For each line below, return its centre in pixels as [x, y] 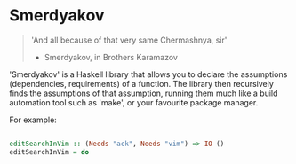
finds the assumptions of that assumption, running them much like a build [144, 93]
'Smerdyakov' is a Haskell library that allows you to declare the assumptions [148, 74]
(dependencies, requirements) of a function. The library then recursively [141, 83]
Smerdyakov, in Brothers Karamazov [111, 57]
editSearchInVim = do [49, 152]
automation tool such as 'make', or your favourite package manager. [134, 102]
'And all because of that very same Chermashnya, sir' [129, 40]
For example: [33, 120]
